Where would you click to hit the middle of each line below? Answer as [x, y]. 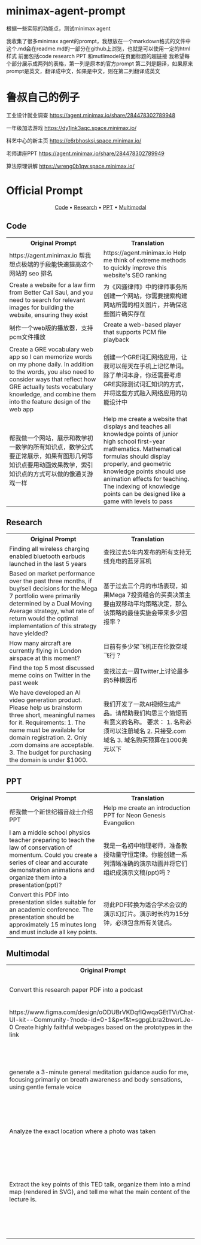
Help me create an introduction [147, 808]
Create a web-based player [142, 325]
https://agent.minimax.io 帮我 [50, 255]
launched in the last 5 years [48, 564]
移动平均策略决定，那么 [155, 604]
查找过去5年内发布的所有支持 [144, 552]
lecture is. [23, 1199]
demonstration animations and [52, 870]
